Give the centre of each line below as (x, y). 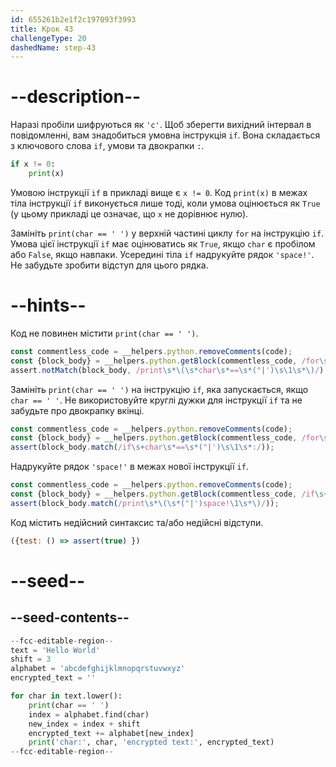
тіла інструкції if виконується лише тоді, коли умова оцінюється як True (165, 203)
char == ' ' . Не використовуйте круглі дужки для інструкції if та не (156, 400)
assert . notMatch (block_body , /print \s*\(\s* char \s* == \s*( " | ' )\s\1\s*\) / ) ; (169, 370)
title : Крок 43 (42, 29)
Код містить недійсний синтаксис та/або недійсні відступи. (137, 522)
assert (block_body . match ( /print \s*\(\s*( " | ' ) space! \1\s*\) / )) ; (145, 503)
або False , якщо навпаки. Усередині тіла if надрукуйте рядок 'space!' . (162, 254)
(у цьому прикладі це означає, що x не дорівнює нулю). (129, 213)
